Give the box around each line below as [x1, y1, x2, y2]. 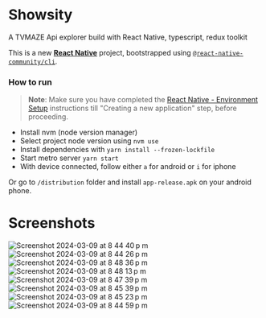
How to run [8, 76, 52, 88]
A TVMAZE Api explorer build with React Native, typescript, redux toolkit [8, 32, 248, 42]
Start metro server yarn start [19, 153, 119, 163]
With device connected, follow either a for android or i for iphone [19, 162, 236, 171]
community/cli [8, 58, 56, 66]
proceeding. [27, 112, 68, 122]
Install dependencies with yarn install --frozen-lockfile [19, 145, 215, 155]
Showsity [8, 6, 73, 24]
